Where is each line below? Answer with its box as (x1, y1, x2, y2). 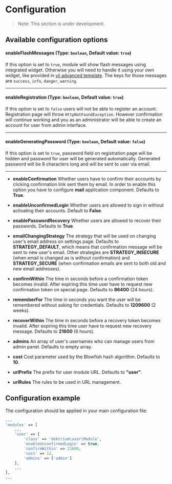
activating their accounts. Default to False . (12, 207, 102, 214)
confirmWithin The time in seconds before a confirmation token (12, 275, 148, 282)
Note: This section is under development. (17, 21, 105, 27)
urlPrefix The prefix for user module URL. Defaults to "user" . (12, 369, 142, 375)
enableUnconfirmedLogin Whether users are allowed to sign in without (12, 202, 164, 208)
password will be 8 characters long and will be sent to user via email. (5, 161, 151, 167)
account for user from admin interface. (5, 122, 87, 128)
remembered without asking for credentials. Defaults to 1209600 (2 (12, 302, 156, 308)
